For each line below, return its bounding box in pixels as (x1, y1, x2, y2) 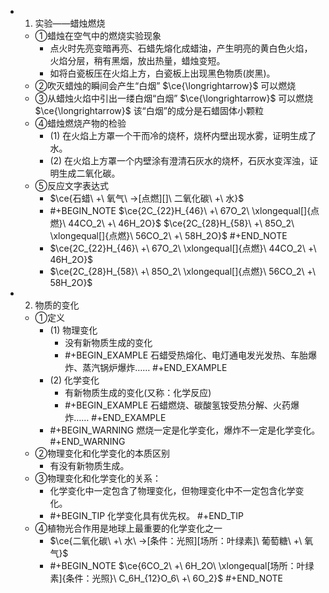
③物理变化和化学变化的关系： (34, 472, 162, 484)
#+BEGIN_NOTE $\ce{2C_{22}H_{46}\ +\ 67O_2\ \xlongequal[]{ (49, 205, 312, 216)
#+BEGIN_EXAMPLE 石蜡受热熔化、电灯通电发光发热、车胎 (64, 349, 308, 361)
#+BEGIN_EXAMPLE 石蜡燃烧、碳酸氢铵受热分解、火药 (64, 399, 291, 411)
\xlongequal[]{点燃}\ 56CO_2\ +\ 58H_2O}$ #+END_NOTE (49, 230, 288, 241)
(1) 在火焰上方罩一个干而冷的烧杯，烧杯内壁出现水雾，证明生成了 (49, 130, 317, 141)
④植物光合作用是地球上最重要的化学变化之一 (34, 522, 223, 534)
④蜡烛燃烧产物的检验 (34, 117, 127, 129)
